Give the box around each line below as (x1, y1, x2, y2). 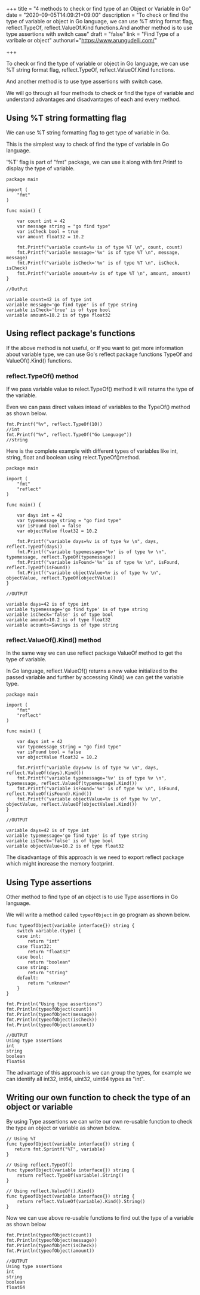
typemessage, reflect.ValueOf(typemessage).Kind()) (6, 781, 137, 787)
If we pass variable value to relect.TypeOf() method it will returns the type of (6, 385, 194, 392)
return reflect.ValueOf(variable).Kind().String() (17, 1198, 146, 1204)
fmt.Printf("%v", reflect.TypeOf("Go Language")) (6, 431, 133, 438)
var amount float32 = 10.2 (17, 234, 84, 240)
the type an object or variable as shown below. (6, 1124, 121, 1131)
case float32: (17, 944, 52, 950)
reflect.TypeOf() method (6, 372, 79, 380)
